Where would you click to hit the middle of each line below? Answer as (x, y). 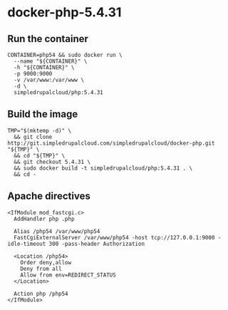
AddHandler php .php (44, 219)
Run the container (48, 39)
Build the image (43, 114)
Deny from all (41, 269)
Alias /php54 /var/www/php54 (57, 231)
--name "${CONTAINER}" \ (51, 61)
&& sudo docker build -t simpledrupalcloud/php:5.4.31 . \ (103, 168)
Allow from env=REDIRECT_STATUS (68, 275)
